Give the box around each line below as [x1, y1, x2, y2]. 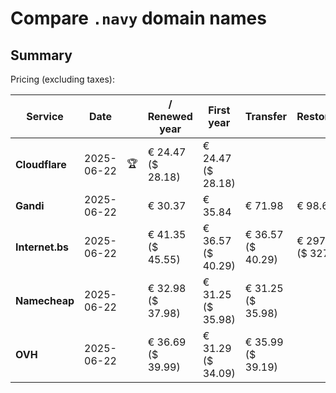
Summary [10, 47, 73, 64]
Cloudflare [15, 158, 67, 171]
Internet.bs [15, 240, 70, 254]
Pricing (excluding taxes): [10, 73, 116, 85]
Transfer [244, 110, 288, 123]
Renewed [147, 110, 193, 123]
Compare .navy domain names [10, 7, 267, 30]
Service [26, 110, 64, 123]
